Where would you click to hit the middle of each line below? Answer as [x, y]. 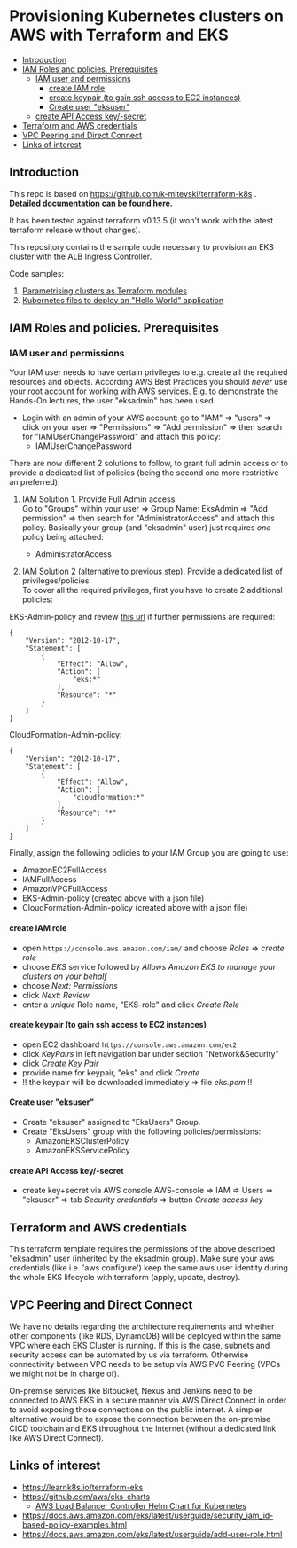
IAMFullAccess [49, 880]
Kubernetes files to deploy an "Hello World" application [123, 300]
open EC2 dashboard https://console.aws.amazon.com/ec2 [129, 1044]
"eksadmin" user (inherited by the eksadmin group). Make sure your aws [142, 1259]
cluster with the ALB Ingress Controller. [81, 256]
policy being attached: [63, 537]
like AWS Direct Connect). [57, 1437]
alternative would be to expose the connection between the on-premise [140, 1419]
